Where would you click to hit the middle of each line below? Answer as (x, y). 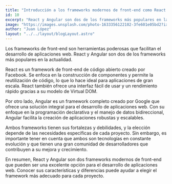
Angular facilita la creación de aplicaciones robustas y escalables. (75, 118)
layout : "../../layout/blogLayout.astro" (50, 34)
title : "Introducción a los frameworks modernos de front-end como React (86, 10)
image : (12, 24)
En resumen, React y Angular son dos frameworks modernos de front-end (83, 159)
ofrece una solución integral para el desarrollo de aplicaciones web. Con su (85, 107)
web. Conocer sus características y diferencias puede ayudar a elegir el (81, 170)
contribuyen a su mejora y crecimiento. (47, 149)
